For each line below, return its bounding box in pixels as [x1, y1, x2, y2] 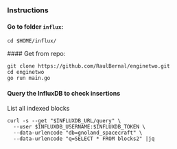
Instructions [7, 5, 49, 15]
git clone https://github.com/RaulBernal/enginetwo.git [7, 63, 170, 70]
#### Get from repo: [7, 50, 66, 58]
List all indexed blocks [7, 105, 70, 113]
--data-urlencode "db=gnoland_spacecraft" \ [13, 129, 143, 137]
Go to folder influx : [7, 23, 64, 31]
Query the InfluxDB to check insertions [7, 89, 121, 97]
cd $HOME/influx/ [7, 38, 57, 44]
